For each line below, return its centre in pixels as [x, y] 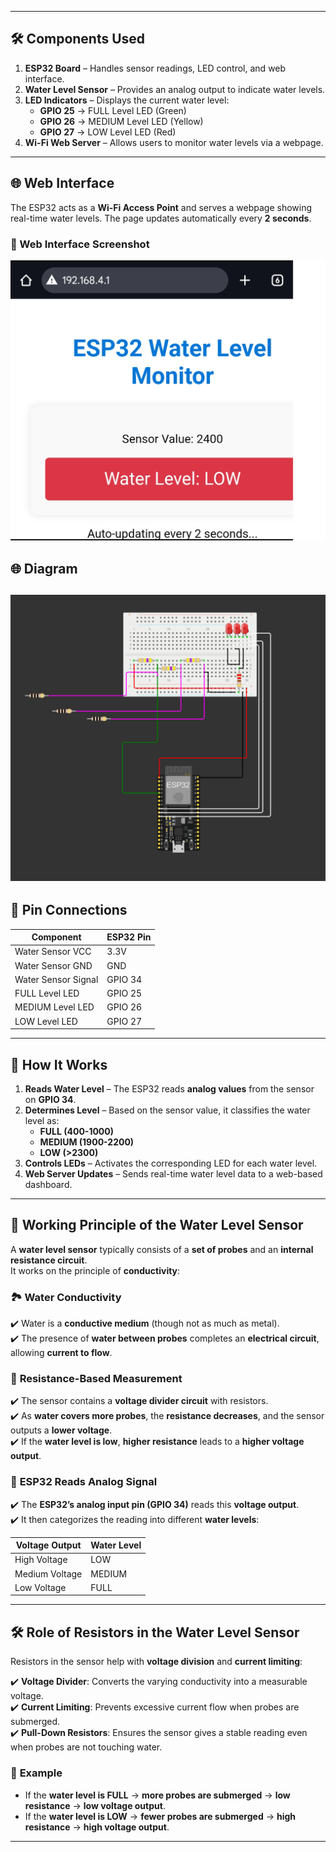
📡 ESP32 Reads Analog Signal [84, 1482]
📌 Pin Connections [69, 910]
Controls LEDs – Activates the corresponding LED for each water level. [171, 1163]
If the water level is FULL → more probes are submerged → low [157, 1795]
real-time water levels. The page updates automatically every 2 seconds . [161, 218]
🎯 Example [36, 1773]
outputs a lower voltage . [61, 1430]
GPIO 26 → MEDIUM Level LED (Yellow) [121, 121]
